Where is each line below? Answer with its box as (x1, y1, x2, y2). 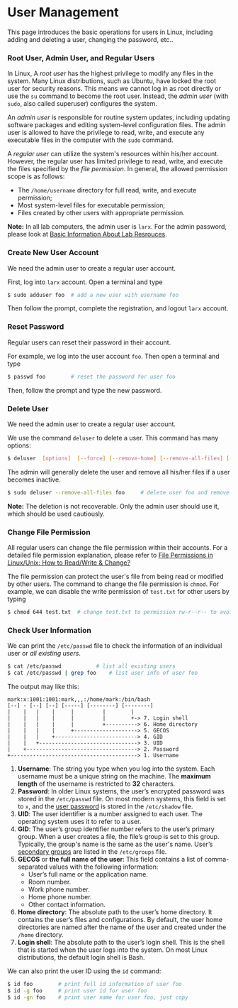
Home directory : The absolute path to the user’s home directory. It (17, 907, 212, 916)
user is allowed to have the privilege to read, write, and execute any (7, 129, 205, 137)
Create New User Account (7, 248, 99, 258)
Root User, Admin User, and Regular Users (7, 53, 155, 63)
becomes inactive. (7, 475, 62, 484)
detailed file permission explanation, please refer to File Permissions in (7, 551, 214, 559)
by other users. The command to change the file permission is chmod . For (7, 580, 220, 588)
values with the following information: (49, 862, 159, 871)
